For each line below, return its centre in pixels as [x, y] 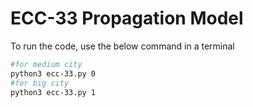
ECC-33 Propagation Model [127, 18]
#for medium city [46, 64]
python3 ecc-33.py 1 [53, 92]
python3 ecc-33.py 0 [53, 73]
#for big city [40, 83]
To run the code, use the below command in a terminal [122, 46]
